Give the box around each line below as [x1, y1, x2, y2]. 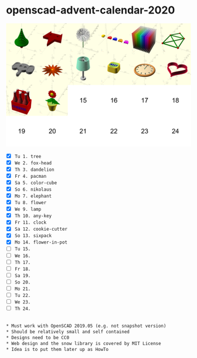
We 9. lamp [14, 207, 42, 212]
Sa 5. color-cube [14, 180, 57, 185]
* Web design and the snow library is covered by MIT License [6, 341, 161, 347]
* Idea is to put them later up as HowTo [6, 347, 109, 353]
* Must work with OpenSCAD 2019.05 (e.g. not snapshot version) [6, 323, 167, 329]
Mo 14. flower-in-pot [14, 239, 67, 245]
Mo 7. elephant [14, 193, 52, 199]
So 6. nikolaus [14, 186, 52, 192]
